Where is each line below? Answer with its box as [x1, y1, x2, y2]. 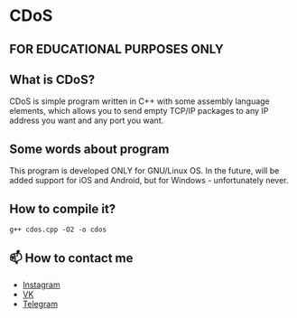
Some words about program [9, 141, 170, 156]
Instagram [22, 279, 60, 290]
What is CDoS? [9, 71, 96, 87]
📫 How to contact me [9, 250, 134, 267]
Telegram [22, 298, 59, 309]
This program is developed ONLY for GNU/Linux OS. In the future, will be [9, 165, 280, 176]
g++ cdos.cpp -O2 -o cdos [9, 225, 107, 235]
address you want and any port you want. [9, 115, 164, 126]
